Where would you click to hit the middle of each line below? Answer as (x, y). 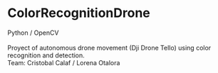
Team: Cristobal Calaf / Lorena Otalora (64, 62)
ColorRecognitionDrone (79, 13)
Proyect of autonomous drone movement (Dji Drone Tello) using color (109, 47)
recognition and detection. (46, 55)
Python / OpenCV (33, 33)
